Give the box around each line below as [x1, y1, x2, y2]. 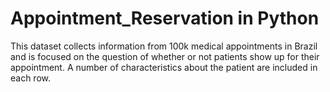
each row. [10, 72, 52, 84]
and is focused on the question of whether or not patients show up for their [10, 50, 320, 62]
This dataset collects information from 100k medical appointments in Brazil [10, 40, 318, 52]
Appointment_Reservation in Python [10, 7, 320, 30]
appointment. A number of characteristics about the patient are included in [10, 61, 318, 73]
